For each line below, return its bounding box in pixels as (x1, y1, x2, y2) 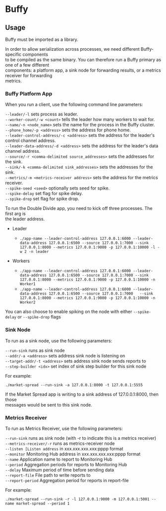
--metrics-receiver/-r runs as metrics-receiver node (5, 440, 115, 446)
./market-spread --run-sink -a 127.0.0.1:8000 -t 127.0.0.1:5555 (5, 382, 143, 388)
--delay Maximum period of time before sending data (5, 467, 114, 473)
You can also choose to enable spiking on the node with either (5, 308, 132, 314)
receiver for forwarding (5, 73, 53, 78)
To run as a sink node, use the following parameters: (5, 337, 112, 344)
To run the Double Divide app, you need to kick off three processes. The (5, 205, 153, 211)
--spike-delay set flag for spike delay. (5, 191, 83, 197)
